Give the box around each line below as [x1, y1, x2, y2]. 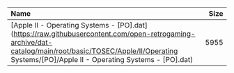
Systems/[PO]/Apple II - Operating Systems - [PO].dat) [10, 55, 194, 64]
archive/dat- [10, 38, 53, 47]
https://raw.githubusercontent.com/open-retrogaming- [13, 29, 196, 39]
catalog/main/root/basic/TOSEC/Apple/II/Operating [10, 46, 178, 56]
